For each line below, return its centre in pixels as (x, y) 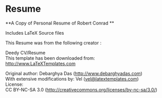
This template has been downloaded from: (50, 58)
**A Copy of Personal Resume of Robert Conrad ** (60, 23)
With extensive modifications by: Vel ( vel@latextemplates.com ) (72, 79)
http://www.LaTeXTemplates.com (40, 63)
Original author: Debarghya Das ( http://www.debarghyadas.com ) (74, 73)
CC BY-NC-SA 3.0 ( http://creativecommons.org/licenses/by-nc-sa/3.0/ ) (82, 89)
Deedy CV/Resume (25, 53)
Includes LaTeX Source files (35, 33)
